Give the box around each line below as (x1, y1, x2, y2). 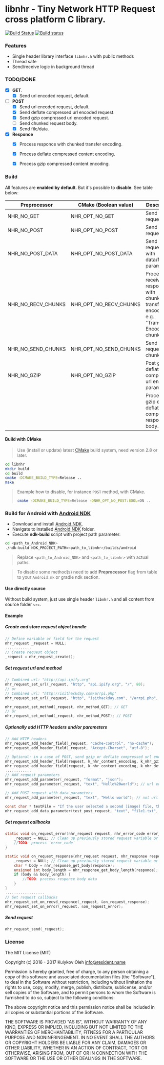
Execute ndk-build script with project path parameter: (12, 531, 121, 537)
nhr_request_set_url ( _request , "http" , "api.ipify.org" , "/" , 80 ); (5, 682, 145, 687)
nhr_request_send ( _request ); (5, 927, 64, 932)
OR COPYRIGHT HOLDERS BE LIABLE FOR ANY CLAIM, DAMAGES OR (5, 1040, 146, 1045)
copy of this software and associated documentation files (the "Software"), (5, 973, 156, 980)
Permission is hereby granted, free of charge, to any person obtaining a (5, 969, 149, 974)
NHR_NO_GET (7, 213, 40, 219)
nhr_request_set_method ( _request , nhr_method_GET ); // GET (5, 704, 128, 710)
